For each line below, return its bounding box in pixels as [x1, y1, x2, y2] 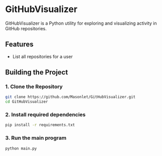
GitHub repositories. [5, 25, 47, 31]
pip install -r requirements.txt [5, 122, 75, 128]
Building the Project [5, 68, 68, 76]
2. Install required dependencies [5, 111, 86, 118]
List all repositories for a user [12, 53, 73, 59]
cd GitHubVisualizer [5, 99, 49, 104]
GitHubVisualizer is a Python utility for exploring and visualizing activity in [5, 20, 157, 26]
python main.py [5, 146, 37, 151]
